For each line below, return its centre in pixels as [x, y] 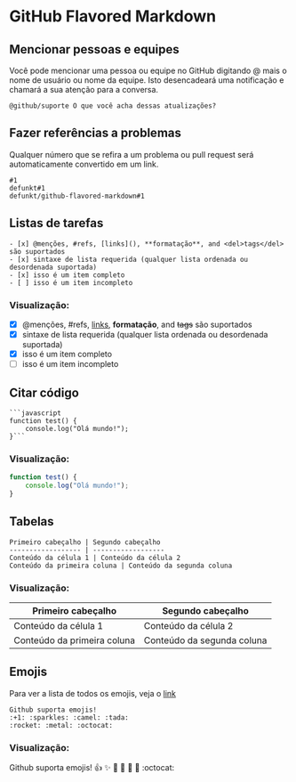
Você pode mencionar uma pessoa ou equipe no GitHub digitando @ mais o [148, 70]
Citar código [44, 392]
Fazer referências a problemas [96, 133]
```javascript [36, 413]
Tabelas [32, 521]
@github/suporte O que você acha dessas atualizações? [113, 106]
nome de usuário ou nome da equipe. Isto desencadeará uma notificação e [147, 80]
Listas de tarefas [56, 223]
